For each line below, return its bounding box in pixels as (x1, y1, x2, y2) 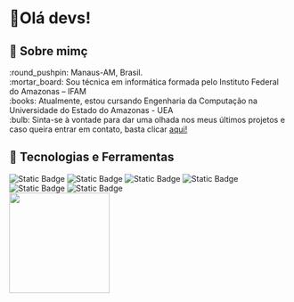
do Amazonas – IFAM (9, 86, 87, 96)
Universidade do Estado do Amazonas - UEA (9, 105, 174, 115)
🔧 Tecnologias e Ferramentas (9, 150, 175, 165)
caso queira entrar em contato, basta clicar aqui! (9, 124, 188, 135)
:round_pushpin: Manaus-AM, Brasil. (9, 67, 143, 78)
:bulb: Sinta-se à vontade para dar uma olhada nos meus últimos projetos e (9, 115, 285, 125)
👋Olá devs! (9, 8, 92, 29)
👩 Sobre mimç (9, 44, 88, 59)
